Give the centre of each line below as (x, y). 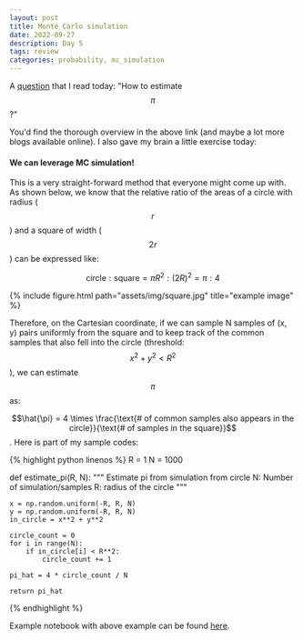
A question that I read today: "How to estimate (96, 86)
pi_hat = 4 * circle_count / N (69, 575)
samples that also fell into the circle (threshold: (97, 342)
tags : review (34, 52)
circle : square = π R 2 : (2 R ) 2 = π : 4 (153, 277)
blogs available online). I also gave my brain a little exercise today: (133, 141)
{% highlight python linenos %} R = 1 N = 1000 (96, 459)
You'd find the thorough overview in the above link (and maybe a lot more (147, 132)
